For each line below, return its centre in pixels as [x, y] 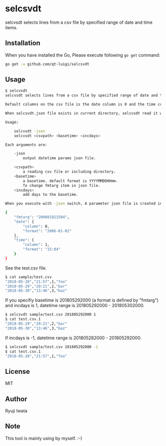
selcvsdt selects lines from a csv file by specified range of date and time [79, 22]
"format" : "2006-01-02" [47, 231]
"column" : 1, [36, 245]
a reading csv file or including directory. [69, 172]
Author [16, 399]
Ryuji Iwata [16, 411]
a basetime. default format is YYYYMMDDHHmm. [71, 181]
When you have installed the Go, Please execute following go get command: [83, 55]
